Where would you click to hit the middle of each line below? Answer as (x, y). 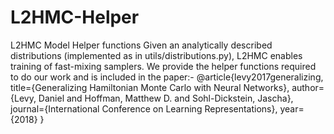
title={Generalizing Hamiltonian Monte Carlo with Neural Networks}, (150, 87)
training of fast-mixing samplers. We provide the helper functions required (163, 66)
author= (308, 87)
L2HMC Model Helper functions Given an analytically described (141, 45)
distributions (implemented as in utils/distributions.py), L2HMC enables (156, 55)
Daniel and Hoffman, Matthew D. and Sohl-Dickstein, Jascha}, (166, 98)
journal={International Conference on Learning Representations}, (144, 108)
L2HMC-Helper (75, 17)
